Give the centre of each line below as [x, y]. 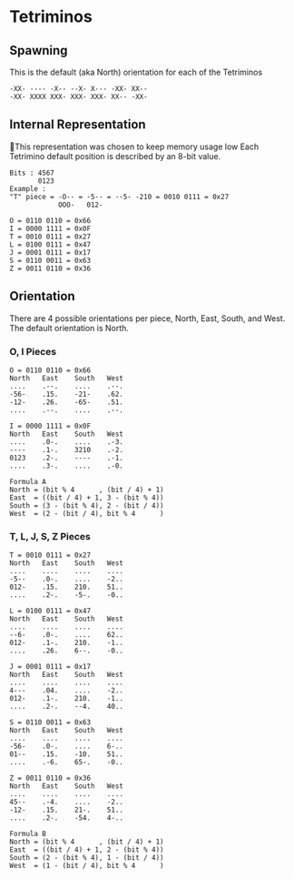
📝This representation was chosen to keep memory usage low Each [134, 146]
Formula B [28, 834]
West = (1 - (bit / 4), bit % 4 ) [87, 866]
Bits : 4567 [32, 173]
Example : [28, 188]
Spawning [39, 51]
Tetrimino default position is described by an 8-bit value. [115, 156]
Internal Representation [78, 125]
